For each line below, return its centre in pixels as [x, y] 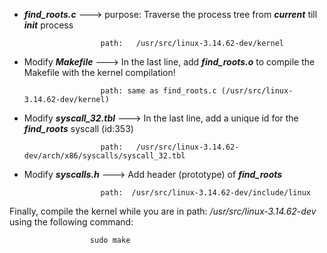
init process [48, 25]
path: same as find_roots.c [158, 91]
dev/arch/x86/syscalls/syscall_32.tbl [104, 156]
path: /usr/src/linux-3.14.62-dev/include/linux [205, 193]
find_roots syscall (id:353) [78, 128]
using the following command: [71, 222]
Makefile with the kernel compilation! [99, 72]
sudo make [110, 240]
